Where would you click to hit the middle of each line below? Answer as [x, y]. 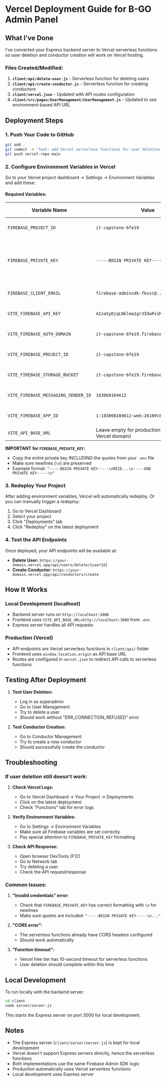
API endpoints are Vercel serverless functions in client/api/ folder [81, 649]
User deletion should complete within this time [67, 964]
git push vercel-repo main [33, 154]
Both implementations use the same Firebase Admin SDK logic [76, 1063]
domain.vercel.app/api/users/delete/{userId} [60, 565]
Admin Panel [32, 20]
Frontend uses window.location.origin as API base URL [69, 654]
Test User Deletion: [32, 692]
